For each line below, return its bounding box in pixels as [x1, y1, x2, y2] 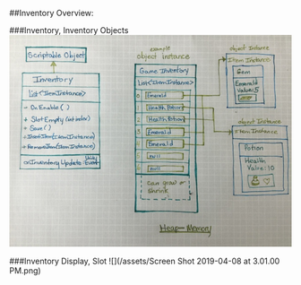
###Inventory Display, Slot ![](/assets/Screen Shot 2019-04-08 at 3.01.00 [9, 255, 280, 266]
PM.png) [9, 265, 42, 276]
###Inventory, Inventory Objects [9, 25, 129, 35]
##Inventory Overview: [9, 8, 94, 18]
